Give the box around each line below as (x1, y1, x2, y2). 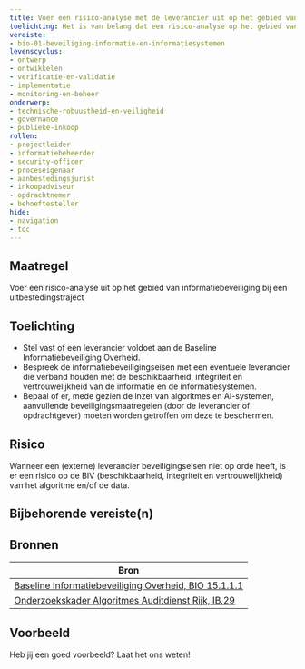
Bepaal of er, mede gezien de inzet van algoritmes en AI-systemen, (22, 391, 275, 402)
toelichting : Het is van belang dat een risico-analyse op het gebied (9, 22, 282, 31)
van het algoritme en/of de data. (9, 479, 130, 491)
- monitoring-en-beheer (9, 89, 100, 98)
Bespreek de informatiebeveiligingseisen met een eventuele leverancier (22, 362, 290, 373)
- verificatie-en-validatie (9, 73, 116, 82)
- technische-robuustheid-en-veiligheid (9, 106, 165, 115)
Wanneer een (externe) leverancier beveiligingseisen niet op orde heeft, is (9, 460, 286, 471)
